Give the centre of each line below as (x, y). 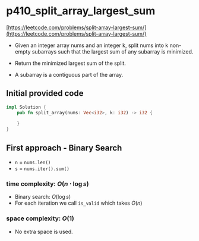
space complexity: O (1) (40, 218)
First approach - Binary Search (64, 148)
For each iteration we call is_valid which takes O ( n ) (78, 203)
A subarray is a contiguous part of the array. (69, 74)
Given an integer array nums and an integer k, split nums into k (91, 45)
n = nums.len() (33, 162)
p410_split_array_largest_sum (81, 11)
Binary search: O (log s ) (43, 197)
